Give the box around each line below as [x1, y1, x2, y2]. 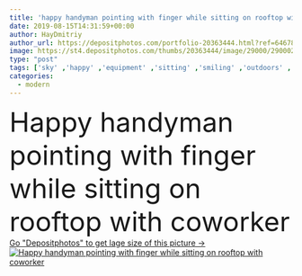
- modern [17, 80, 50, 89]
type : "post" [9, 55, 58, 64]
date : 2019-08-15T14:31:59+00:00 [9, 22, 135, 31]
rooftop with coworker [9, 204, 290, 238]
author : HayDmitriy [9, 30, 83, 39]
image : [9, 47, 34, 56]
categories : [9, 72, 54, 81]
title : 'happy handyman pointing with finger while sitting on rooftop [9, 13, 283, 22]
